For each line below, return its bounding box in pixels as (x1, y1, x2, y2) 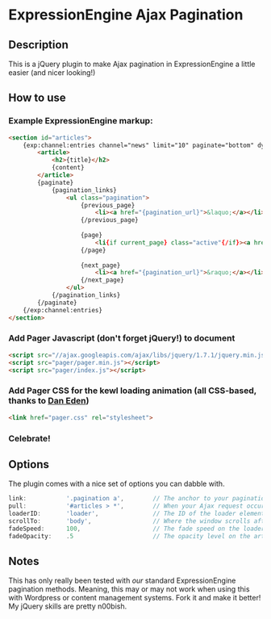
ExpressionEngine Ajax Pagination (8, 6, 244, 24)
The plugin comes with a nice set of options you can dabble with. (8, 479, 225, 489)
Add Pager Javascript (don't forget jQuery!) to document (8, 333, 236, 344)
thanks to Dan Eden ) (8, 395, 90, 407)
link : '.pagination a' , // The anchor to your (8, 495, 229, 503)
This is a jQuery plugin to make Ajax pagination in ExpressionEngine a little (8, 59, 256, 69)
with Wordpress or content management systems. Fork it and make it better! (8, 593, 261, 603)
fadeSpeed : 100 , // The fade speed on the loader (8, 525, 265, 533)
